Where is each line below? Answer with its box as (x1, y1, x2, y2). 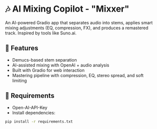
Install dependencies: (12, 110, 56, 115)
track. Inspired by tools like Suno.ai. (5, 30, 77, 36)
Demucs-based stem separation (12, 57, 77, 63)
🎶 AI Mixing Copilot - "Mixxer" (5, 3, 130, 15)
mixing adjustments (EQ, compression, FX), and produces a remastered (5, 25, 149, 31)
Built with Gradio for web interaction (12, 67, 85, 73)
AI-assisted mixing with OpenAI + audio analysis (12, 62, 110, 68)
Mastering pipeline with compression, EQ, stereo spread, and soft (12, 72, 144, 78)
